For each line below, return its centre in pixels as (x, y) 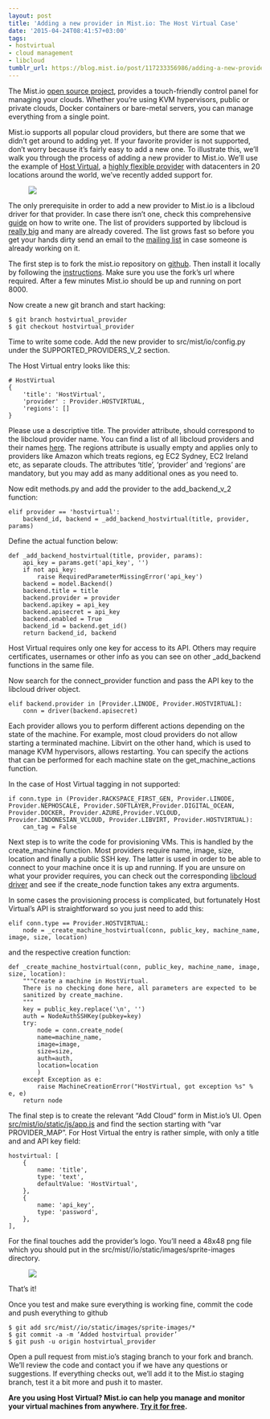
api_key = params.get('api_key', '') (86, 562)
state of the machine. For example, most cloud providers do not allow (123, 734)
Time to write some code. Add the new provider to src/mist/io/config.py (127, 341)
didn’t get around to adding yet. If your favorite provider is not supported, (129, 141)
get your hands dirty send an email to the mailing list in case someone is (128, 239)
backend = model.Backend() (68, 583)
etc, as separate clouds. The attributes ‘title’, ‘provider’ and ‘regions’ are (127, 464)
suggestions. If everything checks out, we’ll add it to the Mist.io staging (126, 1373)
